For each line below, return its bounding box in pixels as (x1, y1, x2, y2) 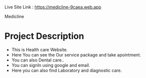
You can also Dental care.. (11, 57, 64, 63)
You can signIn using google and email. (11, 62, 90, 68)
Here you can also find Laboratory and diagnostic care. (11, 67, 122, 73)
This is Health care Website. (11, 46, 68, 53)
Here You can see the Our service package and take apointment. (11, 52, 141, 58)
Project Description (4, 31, 84, 42)
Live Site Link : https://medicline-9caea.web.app (4, 4, 101, 10)
